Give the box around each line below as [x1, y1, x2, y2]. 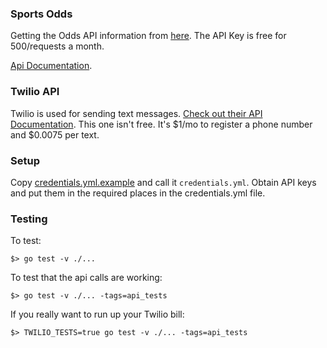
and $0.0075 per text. [10, 128, 100, 141]
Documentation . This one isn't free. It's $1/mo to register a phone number [10, 118, 313, 130]
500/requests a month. [10, 40, 105, 52]
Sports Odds [10, 7, 73, 21]
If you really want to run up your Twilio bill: [10, 308, 185, 321]
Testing [10, 212, 48, 226]
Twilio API [10, 85, 60, 99]
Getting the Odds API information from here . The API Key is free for [10, 30, 287, 42]
